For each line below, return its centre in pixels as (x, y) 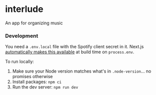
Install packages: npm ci (37, 82)
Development (22, 36)
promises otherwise (32, 77)
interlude (24, 9)
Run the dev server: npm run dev (45, 87)
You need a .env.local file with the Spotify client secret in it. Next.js (75, 47)
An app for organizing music (34, 23)
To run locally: (20, 62)
